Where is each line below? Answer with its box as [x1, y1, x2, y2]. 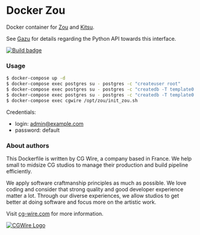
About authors [6, 141, 50, 150]
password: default [14, 126, 60, 134]
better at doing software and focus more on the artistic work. [6, 198, 157, 206]
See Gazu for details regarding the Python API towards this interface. [6, 35, 177, 42]
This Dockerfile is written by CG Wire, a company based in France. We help [6, 155, 192, 162]
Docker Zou [6, 4, 66, 17]
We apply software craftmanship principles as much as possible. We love [6, 179, 187, 186]
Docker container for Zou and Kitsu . [6, 23, 95, 31]
